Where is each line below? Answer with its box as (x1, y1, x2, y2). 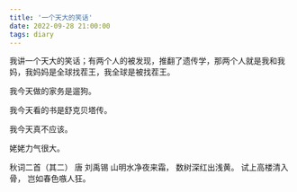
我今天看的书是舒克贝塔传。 (9, 105, 112, 116)
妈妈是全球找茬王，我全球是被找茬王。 (32, 66, 175, 77)
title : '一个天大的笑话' (9, 13, 93, 22)
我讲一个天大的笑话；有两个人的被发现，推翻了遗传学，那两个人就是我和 (9, 56, 277, 66)
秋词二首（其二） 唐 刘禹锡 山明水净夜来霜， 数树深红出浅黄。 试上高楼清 (9, 162, 281, 173)
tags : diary (9, 30, 54, 39)
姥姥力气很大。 (9, 143, 65, 153)
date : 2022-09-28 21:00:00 (9, 22, 111, 31)
